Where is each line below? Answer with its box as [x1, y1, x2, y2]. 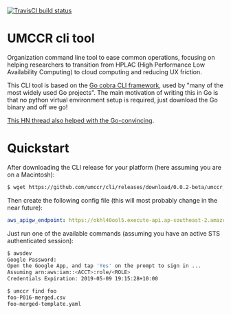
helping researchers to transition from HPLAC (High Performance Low [7, 60, 205, 69]
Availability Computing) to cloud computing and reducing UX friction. [7, 67, 203, 76]
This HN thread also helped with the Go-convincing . [7, 116, 155, 124]
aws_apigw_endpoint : [7, 216, 67, 223]
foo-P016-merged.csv [7, 294, 67, 301]
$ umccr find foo [7, 288, 57, 295]
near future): [7, 203, 43, 212]
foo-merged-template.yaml [7, 300, 81, 307]
